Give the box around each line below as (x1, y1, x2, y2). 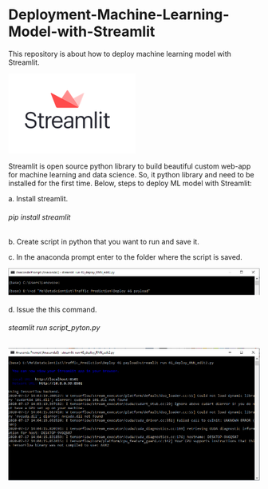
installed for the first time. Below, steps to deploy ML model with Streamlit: (8, 178, 253, 188)
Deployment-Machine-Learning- (8, 6, 230, 24)
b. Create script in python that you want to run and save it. (8, 237, 199, 247)
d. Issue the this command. (8, 304, 97, 314)
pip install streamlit (8, 212, 71, 221)
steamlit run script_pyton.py (8, 323, 100, 332)
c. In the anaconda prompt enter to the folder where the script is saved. (8, 252, 243, 262)
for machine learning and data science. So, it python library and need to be (8, 169, 255, 179)
